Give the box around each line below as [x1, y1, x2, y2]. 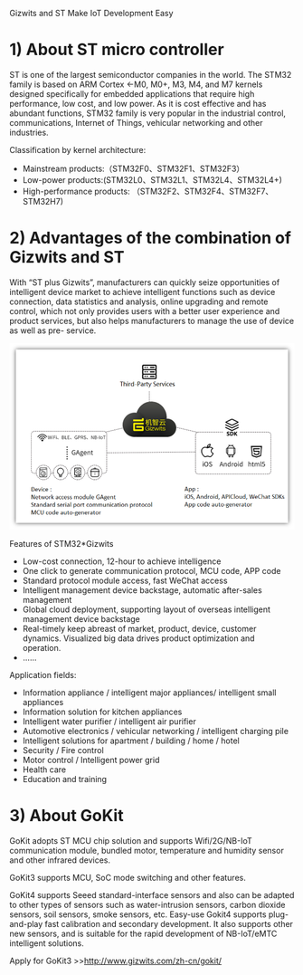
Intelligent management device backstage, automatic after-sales [22, 585, 262, 596]
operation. [22, 643, 62, 654]
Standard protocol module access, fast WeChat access [22, 575, 228, 587]
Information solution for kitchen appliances [22, 706, 183, 718]
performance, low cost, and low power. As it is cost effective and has [9, 98, 267, 109]
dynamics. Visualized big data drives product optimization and [22, 633, 255, 644]
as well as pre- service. [9, 325, 97, 336]
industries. [9, 127, 49, 138]
